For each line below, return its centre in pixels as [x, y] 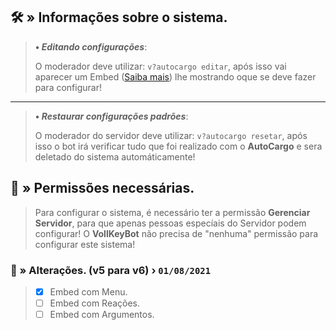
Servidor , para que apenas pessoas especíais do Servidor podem [170, 223]
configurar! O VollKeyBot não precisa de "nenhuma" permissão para [176, 233]
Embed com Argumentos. [102, 315]
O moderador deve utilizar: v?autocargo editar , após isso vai [160, 66]
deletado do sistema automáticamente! [115, 156]
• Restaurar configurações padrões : [111, 116]
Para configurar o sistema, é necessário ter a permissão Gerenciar [172, 212]
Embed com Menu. [88, 291]
